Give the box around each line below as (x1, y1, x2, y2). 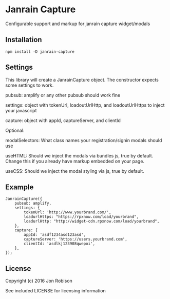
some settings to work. (5, 82, 54, 88)
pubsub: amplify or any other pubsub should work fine (5, 92, 121, 98)
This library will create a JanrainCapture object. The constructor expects (5, 76, 159, 83)
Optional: (5, 127, 25, 133)
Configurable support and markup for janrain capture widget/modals (5, 21, 150, 27)
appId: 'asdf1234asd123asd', (24, 232, 86, 237)
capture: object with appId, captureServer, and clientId (5, 117, 121, 124)
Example (5, 183, 34, 191)
